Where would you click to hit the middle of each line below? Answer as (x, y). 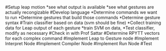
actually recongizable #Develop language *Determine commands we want (81, 12)
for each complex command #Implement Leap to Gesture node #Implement (82, 38)
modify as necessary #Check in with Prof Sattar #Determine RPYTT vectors (83, 33)
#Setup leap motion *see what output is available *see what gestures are (80, 7)
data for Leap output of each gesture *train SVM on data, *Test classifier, (80, 28)
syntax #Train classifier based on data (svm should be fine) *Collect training (83, 23)
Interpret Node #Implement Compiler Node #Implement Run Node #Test (79, 43)
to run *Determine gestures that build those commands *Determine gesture (83, 17)
